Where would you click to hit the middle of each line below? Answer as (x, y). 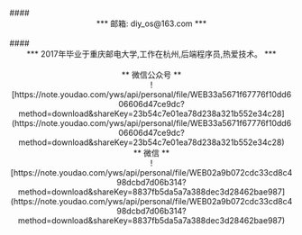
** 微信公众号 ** (151, 75)
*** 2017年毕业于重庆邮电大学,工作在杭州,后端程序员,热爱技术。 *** (151, 54)
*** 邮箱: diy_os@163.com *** (151, 23)
